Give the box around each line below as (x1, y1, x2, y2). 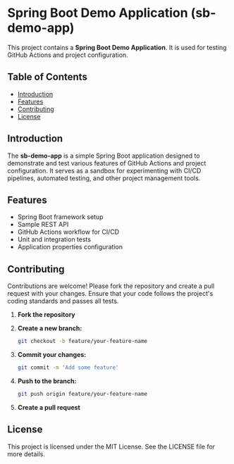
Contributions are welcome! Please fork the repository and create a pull (7, 282, 215, 290)
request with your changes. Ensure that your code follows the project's (7, 289, 214, 298)
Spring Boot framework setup (17, 213, 104, 221)
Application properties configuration (17, 243, 123, 251)
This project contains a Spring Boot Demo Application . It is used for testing (7, 43, 227, 51)
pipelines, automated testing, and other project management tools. (7, 174, 201, 182)
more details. (7, 449, 46, 458)
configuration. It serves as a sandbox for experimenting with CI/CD (7, 166, 202, 175)
